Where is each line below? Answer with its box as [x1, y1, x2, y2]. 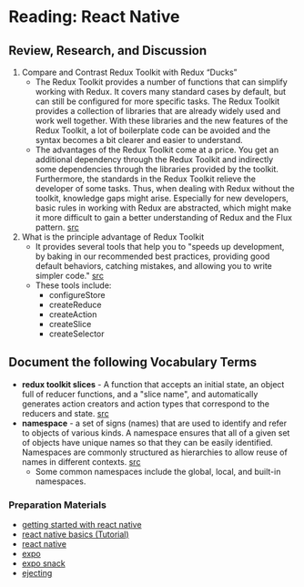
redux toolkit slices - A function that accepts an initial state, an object [21, 378, 285, 389]
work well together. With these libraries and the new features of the [35, 116, 289, 126]
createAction [48, 309, 97, 320]
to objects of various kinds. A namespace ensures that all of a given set [21, 427, 290, 438]
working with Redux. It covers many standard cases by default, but [35, 87, 287, 97]
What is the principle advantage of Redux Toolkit [21, 232, 205, 242]
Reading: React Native [8, 6, 180, 27]
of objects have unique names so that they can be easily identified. [21, 437, 274, 448]
